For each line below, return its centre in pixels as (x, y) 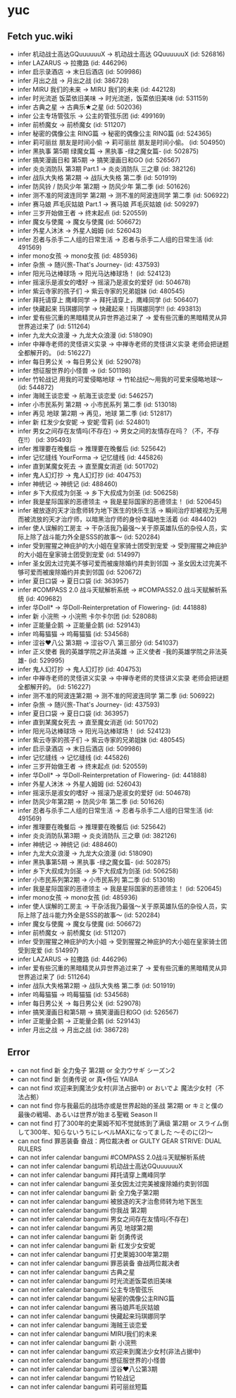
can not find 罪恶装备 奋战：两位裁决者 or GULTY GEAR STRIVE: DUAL (119, 1141)
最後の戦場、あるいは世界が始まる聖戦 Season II (87, 1114)
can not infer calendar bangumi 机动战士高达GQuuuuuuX (100, 1166)
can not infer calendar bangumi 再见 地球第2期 (85, 1228)
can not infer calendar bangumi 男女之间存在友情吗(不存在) (103, 1219)
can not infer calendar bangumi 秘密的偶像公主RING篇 (96, 1298)
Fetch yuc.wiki (40, 36)
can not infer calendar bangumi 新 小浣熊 (77, 1342)
